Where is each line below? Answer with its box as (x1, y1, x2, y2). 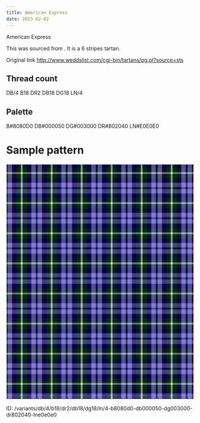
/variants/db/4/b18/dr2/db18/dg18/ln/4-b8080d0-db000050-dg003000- (14, 405, 193, 412)
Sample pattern (6, 143, 85, 157)
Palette (6, 106, 33, 117)
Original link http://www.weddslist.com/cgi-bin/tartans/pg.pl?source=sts (6, 56, 184, 63)
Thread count (6, 73, 58, 84)
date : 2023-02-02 (6, 16, 49, 22)
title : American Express (6, 10, 68, 16)
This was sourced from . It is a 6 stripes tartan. (6, 45, 121, 52)
